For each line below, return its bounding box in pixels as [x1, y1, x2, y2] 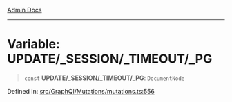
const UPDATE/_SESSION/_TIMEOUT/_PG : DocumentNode [23, 74, 185, 82]
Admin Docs [7, 6, 42, 14]
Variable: [7, 37, 61, 52]
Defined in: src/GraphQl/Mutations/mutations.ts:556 [7, 87, 155, 95]
